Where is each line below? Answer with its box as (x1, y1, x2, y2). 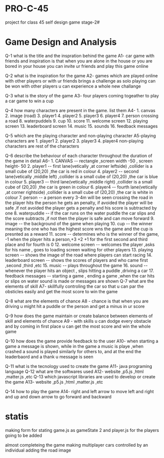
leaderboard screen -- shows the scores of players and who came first (5, 257, 148, 263)
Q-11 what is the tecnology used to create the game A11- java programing (5, 363, 153, 369)
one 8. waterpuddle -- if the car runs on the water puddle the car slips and (5, 210, 155, 216)
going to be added (5, 432, 43, 438)
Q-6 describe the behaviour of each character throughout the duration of (5, 153, 153, 158)
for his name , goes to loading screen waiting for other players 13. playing (5, 246, 153, 252)
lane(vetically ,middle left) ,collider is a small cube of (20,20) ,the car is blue (5, 173, 158, 180)
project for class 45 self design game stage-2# (5, 19, 100, 25)
